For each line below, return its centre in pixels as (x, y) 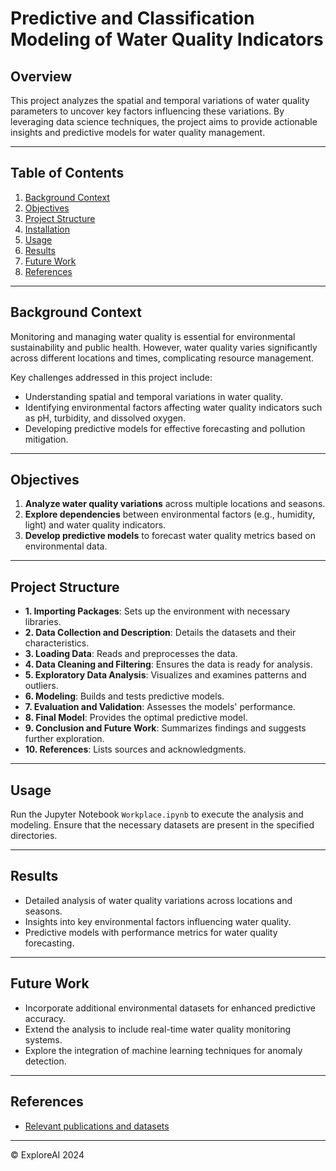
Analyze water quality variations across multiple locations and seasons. (175, 504)
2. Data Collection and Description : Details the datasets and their (160, 633)
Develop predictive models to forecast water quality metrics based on (170, 536)
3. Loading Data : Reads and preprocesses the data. (131, 654)
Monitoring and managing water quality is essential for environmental (153, 336)
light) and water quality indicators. (95, 525)
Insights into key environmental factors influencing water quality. (158, 921)
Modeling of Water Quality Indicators (167, 39)
